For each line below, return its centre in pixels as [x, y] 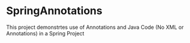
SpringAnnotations [54, 11]
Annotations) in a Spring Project [45, 33]
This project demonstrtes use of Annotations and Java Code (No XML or [95, 27]
